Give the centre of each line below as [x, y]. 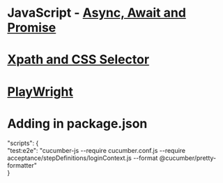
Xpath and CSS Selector [78, 60]
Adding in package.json [77, 123]
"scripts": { [23, 143]
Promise [32, 28]
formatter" [22, 165]
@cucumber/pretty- [188, 158]
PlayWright [40, 91]
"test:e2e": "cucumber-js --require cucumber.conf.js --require [97, 150]
